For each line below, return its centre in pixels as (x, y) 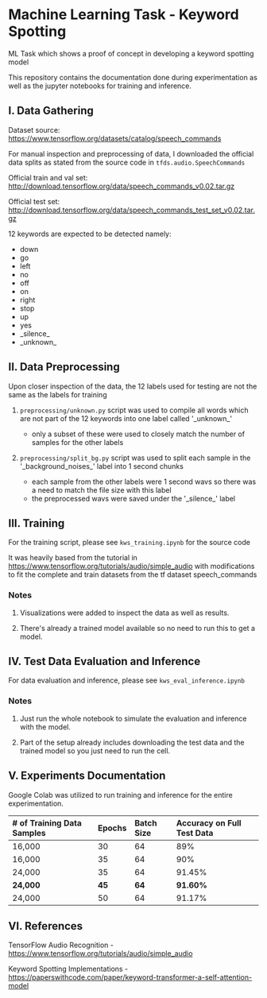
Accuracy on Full (209, 822)
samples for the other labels (77, 442)
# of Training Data (47, 822)
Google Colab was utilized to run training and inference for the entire (120, 795)
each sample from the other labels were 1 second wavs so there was (144, 482)
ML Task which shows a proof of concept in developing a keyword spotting (131, 53)
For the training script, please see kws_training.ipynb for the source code (129, 543)
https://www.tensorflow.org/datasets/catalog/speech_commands (115, 138)
